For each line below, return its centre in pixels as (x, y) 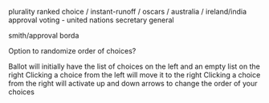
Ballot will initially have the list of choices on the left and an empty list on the (134, 66)
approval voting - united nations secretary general (91, 20)
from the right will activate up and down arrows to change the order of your (133, 83)
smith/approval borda (44, 36)
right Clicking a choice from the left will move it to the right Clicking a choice (134, 75)
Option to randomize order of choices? (72, 51)
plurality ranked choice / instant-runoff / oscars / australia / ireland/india (128, 12)
